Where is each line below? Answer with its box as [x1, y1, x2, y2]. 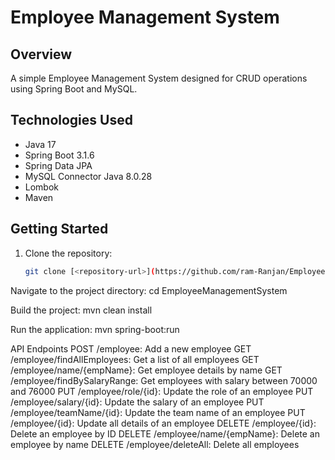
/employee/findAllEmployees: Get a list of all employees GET [10, 353, 260, 365]
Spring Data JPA [24, 159, 93, 171]
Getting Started [10, 221, 109, 238]
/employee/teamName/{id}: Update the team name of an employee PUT [10, 406, 306, 418]
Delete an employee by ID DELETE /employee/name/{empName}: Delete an [10, 427, 320, 440]
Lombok [24, 181, 60, 193]
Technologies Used [10, 112, 133, 129]
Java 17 [24, 138, 57, 150]
